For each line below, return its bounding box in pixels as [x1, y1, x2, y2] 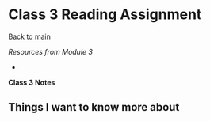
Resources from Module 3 [8, 47, 94, 56]
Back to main [8, 32, 52, 41]
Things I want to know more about [8, 100, 180, 114]
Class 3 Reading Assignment [8, 6, 202, 24]
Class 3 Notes [8, 78, 55, 87]
